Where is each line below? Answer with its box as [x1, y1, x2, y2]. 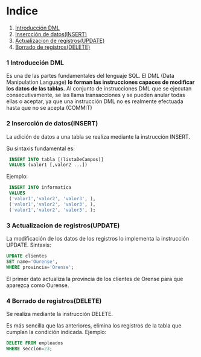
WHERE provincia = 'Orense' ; [6, 264, 74, 270]
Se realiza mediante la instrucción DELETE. [6, 310, 113, 317]
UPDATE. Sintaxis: [6, 241, 51, 248]
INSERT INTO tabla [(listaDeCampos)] [8, 156, 104, 162]
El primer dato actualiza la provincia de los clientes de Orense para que [6, 275, 183, 282]
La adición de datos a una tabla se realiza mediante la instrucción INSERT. [6, 133, 190, 140]
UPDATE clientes [6, 253, 47, 259]
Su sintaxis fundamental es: [6, 145, 75, 152]
